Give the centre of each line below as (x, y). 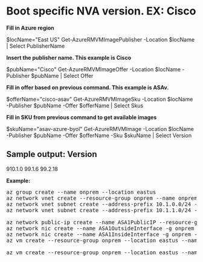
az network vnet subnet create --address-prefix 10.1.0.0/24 (99, 204)
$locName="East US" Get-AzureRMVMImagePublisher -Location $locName (101, 39)
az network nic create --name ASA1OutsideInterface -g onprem (100, 228)
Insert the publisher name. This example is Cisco (69, 57)
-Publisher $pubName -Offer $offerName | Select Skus (75, 105)
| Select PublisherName (36, 46)
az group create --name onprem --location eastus (81, 192)
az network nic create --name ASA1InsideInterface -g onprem (99, 234)
